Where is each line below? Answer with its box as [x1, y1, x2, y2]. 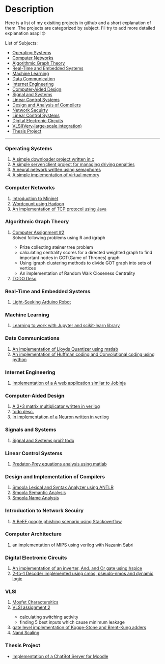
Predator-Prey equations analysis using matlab [12, 461, 107, 466]
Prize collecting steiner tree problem [19, 244, 93, 250]
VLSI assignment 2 [12, 604, 51, 610]
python [12, 356, 27, 363]
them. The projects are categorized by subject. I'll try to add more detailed [5, 25, 156, 31]
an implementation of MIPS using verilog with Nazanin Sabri [12, 542, 134, 548]
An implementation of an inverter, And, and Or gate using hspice [12, 565, 142, 571]
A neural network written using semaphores [12, 166, 101, 173]
